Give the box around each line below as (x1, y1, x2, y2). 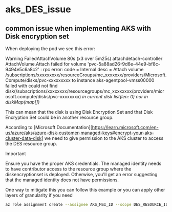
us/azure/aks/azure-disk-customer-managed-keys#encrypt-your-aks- (5, 130, 155, 136)
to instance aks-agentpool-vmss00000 (71, 77, 155, 83)
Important (5, 151, 26, 157)
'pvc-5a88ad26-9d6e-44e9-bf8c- (87, 61, 160, 67)
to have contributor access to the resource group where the (5, 166, 132, 172)
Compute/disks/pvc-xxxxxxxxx (5, 77, 71, 83)
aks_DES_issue (5, 4, 71, 15)
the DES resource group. (5, 141, 57, 146)
